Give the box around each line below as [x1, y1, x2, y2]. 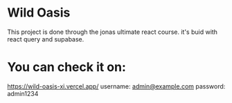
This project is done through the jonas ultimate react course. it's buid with [7, 28, 218, 36]
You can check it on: [7, 59, 127, 75]
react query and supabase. [7, 35, 84, 43]
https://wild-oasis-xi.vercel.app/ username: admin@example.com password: [7, 82, 226, 91]
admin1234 [7, 89, 39, 97]
